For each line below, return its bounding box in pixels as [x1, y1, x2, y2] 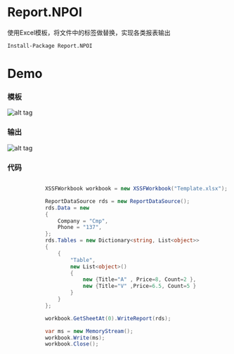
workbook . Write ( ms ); [44, 334, 105, 341]
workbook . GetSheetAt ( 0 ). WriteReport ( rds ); [44, 315, 171, 322]
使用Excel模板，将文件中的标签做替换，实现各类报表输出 [7, 28, 171, 37]
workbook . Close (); [44, 341, 99, 348]
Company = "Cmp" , [57, 217, 109, 225]
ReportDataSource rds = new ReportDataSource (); [44, 197, 190, 204]
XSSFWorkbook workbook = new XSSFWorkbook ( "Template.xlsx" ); [44, 185, 228, 192]
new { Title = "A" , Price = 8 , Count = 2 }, [82, 276, 197, 283]
